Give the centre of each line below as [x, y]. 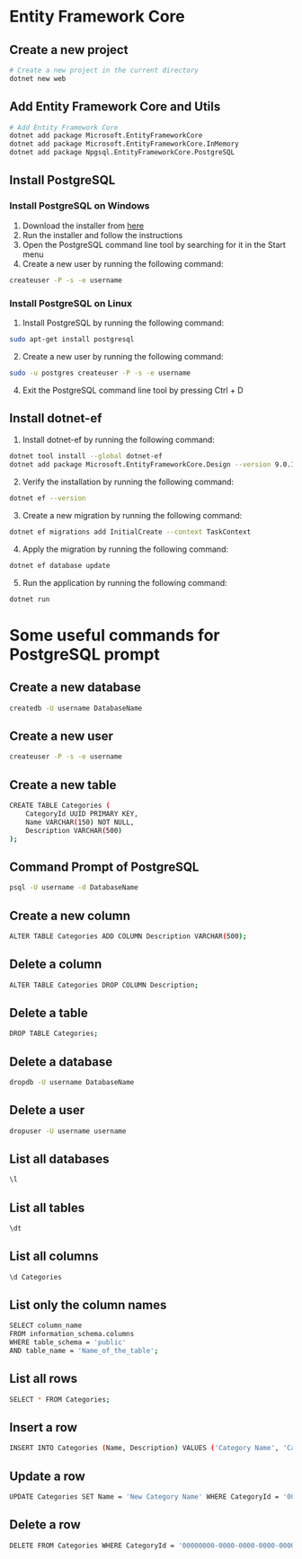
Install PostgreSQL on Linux [71, 303]
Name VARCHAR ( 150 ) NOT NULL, [80, 822]
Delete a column [56, 965]
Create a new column [70, 915]
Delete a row [45, 1525]
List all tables [47, 1207]
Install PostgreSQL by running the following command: [123, 323]
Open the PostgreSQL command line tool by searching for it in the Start [154, 244]
